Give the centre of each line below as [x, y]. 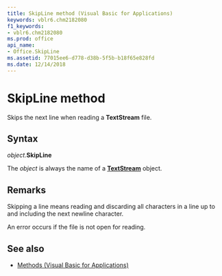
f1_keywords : [26, 26]
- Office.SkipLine [33, 52]
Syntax [23, 139]
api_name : [21, 45]
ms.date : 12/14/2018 [37, 64]
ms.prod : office [30, 39]
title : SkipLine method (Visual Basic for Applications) [90, 13]
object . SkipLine [29, 155]
